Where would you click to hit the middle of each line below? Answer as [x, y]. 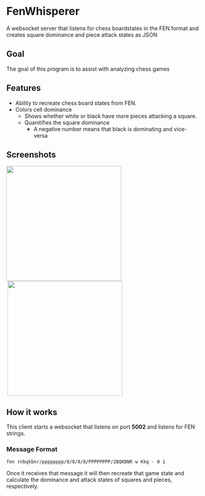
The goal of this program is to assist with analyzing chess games [88, 69]
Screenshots [31, 155]
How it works [32, 412]
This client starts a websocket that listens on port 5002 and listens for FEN [101, 427]
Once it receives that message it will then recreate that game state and [95, 473]
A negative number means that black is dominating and [103, 129]
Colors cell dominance [43, 109]
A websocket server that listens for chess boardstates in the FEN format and [102, 28]
